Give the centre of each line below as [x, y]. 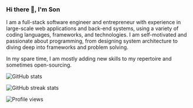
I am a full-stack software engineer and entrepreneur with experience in [94, 22]
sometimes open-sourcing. [39, 65]
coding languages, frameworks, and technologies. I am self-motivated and [97, 35]
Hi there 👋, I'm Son [33, 9]
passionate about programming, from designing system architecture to [92, 41]
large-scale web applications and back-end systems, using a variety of [92, 28]
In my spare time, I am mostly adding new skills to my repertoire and [89, 59]
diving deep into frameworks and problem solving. [67, 47]
